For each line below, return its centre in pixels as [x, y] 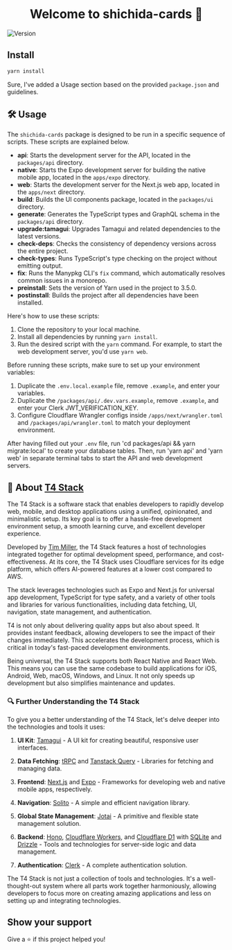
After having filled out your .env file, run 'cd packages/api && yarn [101, 444]
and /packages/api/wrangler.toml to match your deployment [104, 423]
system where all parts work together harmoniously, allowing [130, 886]
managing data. [39, 768]
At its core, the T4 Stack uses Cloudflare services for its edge [136, 562]
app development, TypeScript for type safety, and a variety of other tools [111, 597]
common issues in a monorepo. [62, 281]
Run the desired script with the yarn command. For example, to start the [120, 344]
